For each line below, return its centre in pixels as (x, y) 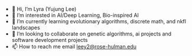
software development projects (50, 40)
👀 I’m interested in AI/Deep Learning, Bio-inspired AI (75, 15)
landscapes (26, 27)
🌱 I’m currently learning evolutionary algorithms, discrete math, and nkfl (99, 21)
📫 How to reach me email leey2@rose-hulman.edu (74, 46)
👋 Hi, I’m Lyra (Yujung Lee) (44, 9)
